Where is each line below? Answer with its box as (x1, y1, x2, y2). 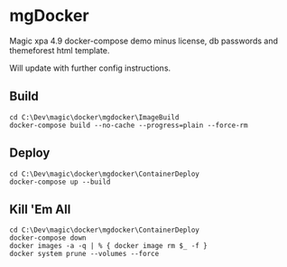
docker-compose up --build (9, 177, 111, 186)
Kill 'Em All (9, 201, 71, 217)
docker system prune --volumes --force (9, 250, 160, 259)
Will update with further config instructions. (9, 62, 171, 73)
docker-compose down (9, 234, 88, 243)
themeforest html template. (9, 44, 110, 55)
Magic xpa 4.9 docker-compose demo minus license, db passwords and (9, 35, 278, 46)
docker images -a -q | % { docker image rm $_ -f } (9, 242, 208, 251)
